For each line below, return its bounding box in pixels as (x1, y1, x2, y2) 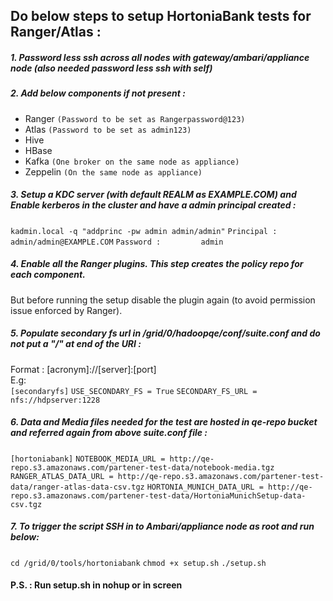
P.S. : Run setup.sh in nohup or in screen (10, 579, 183, 591)
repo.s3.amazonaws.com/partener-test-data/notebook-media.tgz (10, 462, 275, 473)
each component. (10, 269, 86, 281)
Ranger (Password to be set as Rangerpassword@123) (24, 112, 246, 124)
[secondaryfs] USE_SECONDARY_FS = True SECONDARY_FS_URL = (10, 386, 258, 396)
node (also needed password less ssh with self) (10, 62, 213, 74)
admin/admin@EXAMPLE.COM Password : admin (10, 237, 224, 247)
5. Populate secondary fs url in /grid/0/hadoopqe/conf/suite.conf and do (10, 327, 321, 339)
